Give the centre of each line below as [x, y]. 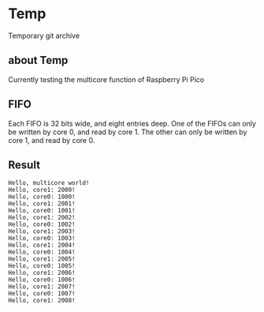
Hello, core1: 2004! [42, 246]
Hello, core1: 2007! [42, 287]
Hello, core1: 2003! [42, 231]
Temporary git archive [44, 36]
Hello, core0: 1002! [42, 225]
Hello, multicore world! [49, 183]
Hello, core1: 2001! [42, 204]
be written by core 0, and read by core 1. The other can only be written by [128, 132]
